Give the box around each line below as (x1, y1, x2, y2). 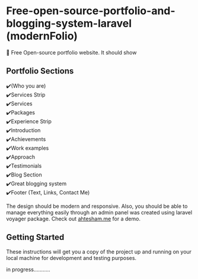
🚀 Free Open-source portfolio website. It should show (6, 49, 137, 56)
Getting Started (6, 232, 65, 242)
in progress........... (6, 265, 50, 273)
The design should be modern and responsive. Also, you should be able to (6, 203, 188, 210)
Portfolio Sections (6, 66, 74, 76)
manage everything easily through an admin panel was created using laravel (6, 209, 193, 216)
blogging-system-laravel (6, 17, 132, 30)
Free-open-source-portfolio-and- (6, 4, 176, 18)
